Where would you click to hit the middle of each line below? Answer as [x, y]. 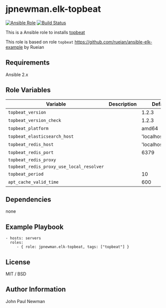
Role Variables [28, 90]
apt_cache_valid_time [33, 182]
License [18, 262]
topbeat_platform [28, 128]
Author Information [36, 289]
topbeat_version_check [34, 120]
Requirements [28, 63]
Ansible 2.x [17, 75]
